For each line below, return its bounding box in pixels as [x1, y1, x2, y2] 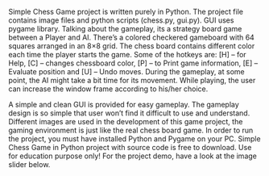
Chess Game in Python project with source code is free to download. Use [8, 143, 252, 152]
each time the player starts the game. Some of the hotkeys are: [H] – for [8, 50, 247, 59]
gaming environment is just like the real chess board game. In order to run [8, 125, 254, 135]
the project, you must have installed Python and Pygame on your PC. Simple [8, 134, 261, 144]
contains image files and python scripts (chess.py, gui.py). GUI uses [8, 15, 234, 25]
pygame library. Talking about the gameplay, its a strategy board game [8, 24, 242, 33]
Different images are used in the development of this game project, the [8, 117, 243, 126]
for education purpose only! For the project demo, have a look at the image [8, 151, 258, 161]
